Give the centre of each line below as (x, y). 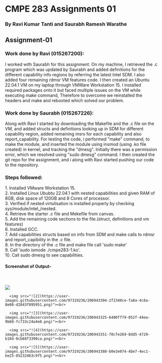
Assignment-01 (29, 40)
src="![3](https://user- (45, 313)
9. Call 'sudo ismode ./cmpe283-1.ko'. (43, 250)
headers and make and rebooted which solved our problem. (65, 100)
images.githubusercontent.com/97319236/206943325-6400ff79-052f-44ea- (78, 317)
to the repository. (22, 165)
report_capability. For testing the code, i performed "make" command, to (77, 139)
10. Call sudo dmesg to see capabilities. (44, 255)
